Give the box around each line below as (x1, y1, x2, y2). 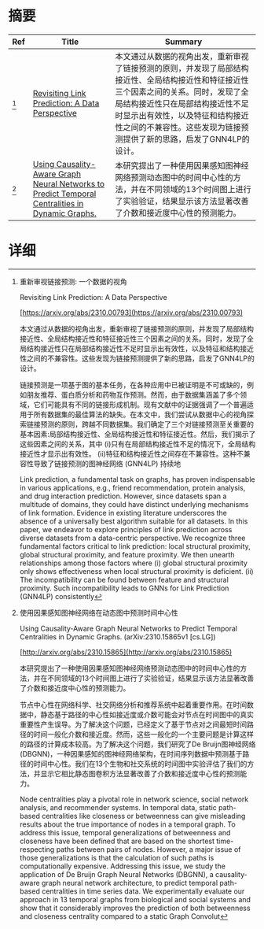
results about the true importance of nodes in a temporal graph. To (19, 820, 236, 829)
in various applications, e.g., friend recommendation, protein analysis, (19, 483, 246, 492)
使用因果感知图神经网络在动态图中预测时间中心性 (19, 608, 178, 617)
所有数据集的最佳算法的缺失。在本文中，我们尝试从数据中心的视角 (33, 409, 247, 419)
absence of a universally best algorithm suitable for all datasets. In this (19, 516, 248, 526)
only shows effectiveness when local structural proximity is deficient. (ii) (19, 566, 254, 576)
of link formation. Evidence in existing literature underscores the (19, 508, 228, 517)
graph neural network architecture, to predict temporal (42, 878, 218, 887)
